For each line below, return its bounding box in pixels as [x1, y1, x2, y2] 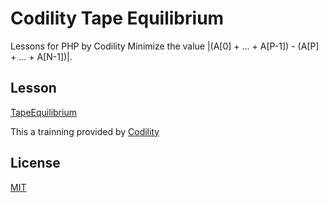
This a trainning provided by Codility [10, 125, 160, 137]
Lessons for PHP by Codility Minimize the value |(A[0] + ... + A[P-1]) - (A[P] [10, 40, 320, 52]
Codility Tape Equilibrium [10, 7, 225, 30]
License [10, 155, 61, 172]
